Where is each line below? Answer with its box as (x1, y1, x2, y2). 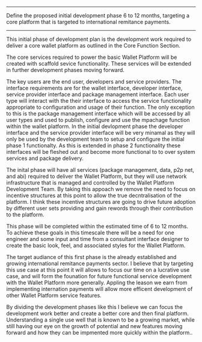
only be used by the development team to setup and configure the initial (6, 136, 185, 142)
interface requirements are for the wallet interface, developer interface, (6, 85, 183, 91)
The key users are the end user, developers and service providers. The (6, 78, 182, 85)
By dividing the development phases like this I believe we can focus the (6, 304, 183, 310)
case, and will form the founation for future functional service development (6, 273, 192, 279)
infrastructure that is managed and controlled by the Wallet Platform (6, 179, 174, 186)
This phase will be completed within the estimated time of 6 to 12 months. (6, 223, 189, 230)
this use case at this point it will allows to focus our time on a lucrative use (6, 266, 190, 273)
